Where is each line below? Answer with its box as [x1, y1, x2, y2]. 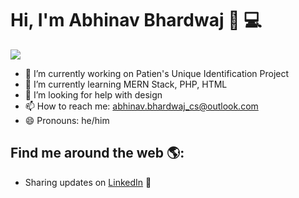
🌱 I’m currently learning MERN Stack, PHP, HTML [24, 78, 228, 90]
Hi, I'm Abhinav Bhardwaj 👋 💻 [10, 9, 262, 32]
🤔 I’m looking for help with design [24, 88, 163, 101]
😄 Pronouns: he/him [24, 114, 110, 126]
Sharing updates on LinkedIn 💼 [24, 176, 152, 188]
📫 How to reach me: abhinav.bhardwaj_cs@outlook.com [24, 100, 259, 112]
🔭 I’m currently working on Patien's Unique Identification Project [24, 67, 290, 79]
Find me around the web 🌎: [10, 145, 185, 162]
